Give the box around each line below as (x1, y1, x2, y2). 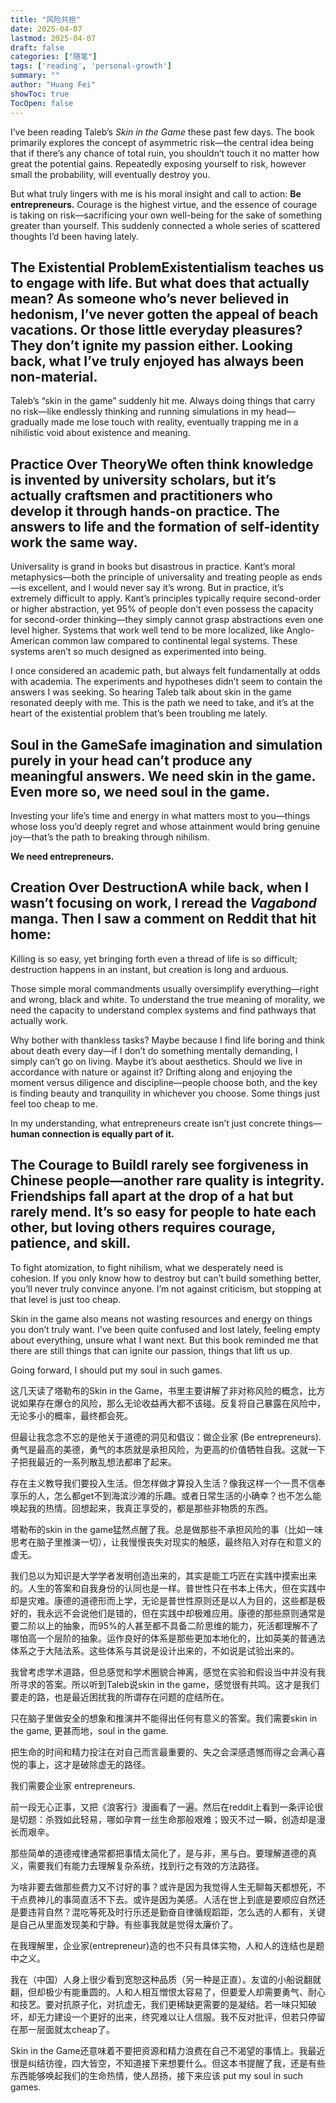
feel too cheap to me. (10, 1097, 98, 1110)
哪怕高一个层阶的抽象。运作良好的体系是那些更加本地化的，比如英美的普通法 (10, 1632, 326, 1644)
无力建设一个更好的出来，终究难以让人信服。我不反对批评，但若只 (36, 2011, 308, 2023)
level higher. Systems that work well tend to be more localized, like (10, 624, 285, 636)
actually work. (10, 1014, 69, 1026)
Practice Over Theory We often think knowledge (10, 456, 314, 473)
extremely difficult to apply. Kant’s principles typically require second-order (10, 592, 322, 605)
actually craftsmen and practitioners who (10, 487, 273, 504)
